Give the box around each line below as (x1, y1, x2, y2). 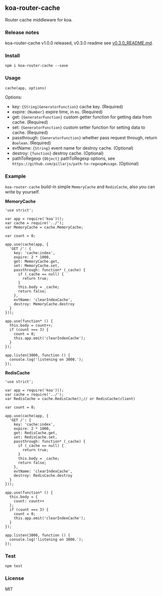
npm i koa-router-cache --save (5, 63, 68, 68)
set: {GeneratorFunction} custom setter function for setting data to (12, 124, 146, 130)
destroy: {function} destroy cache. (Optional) (12, 150, 104, 156)
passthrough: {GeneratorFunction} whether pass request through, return (12, 135, 158, 140)
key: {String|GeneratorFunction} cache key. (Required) (12, 103, 124, 109)
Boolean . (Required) (12, 140, 51, 146)
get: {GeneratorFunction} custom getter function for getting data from (12, 114, 152, 120)
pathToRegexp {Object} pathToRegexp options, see (12, 155, 115, 161)
